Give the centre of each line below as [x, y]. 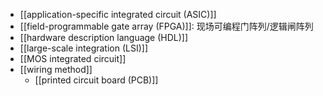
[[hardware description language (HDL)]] [104, 37]
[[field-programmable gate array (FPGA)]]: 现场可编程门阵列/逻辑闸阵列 [166, 26]
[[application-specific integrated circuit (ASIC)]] [118, 14]
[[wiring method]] [56, 69]
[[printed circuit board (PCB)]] [96, 80]
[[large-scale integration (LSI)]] [84, 48]
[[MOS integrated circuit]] [73, 58]
